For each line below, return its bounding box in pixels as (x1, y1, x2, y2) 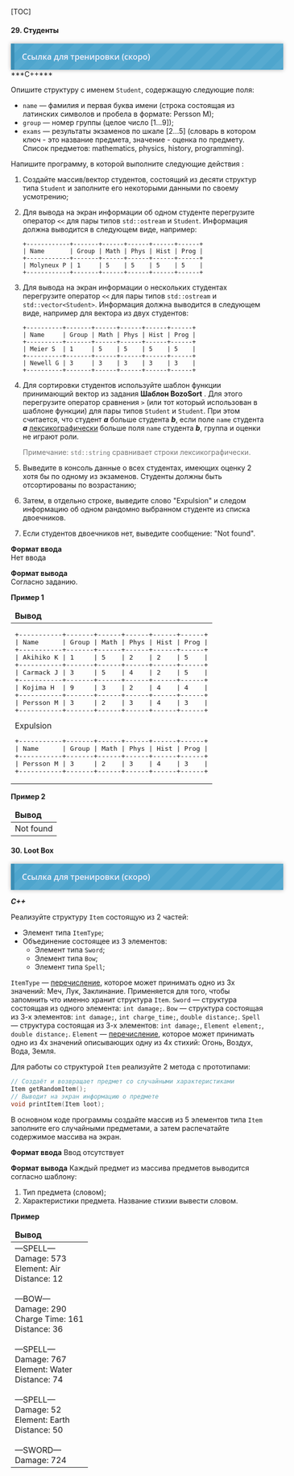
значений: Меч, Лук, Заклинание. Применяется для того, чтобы (10, 986, 230, 996)
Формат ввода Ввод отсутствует (10, 1147, 125, 1157)
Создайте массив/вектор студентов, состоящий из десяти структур (22, 175, 257, 185)
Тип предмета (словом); (22, 1187, 107, 1197)
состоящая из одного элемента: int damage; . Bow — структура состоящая (10, 1003, 263, 1013)
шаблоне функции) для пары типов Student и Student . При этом (22, 407, 241, 416)
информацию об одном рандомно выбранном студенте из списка (22, 504, 251, 515)
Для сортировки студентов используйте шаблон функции (22, 381, 222, 390)
